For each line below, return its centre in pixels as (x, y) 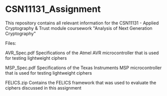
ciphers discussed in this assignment (43, 88)
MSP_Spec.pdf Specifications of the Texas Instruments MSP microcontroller (83, 68)
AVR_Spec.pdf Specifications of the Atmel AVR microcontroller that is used (82, 53)
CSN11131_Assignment (53, 9)
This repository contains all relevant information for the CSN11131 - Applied (82, 23)
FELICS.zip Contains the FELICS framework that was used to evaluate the (81, 83)
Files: (11, 43)
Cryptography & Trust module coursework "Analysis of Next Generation (79, 28)
